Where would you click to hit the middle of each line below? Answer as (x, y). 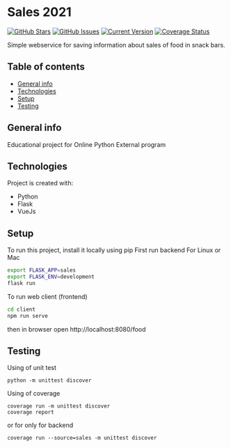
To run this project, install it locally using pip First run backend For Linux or (114, 250)
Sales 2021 (39, 12)
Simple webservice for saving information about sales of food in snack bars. (116, 45)
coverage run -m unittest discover (59, 406)
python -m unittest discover (49, 380)
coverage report (31, 412)
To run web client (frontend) (48, 296)
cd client (22, 309)
